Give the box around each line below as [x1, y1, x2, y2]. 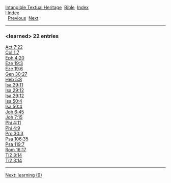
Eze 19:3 [5, 60, 23, 67]
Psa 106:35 [5, 136, 29, 142]
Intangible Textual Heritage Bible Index [5, 5, 89, 10]
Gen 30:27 [5, 71, 27, 77]
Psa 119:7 [5, 141, 25, 147]
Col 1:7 [5, 49, 19, 55]
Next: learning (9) [5, 172, 42, 178]
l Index [5, 10, 19, 16]
